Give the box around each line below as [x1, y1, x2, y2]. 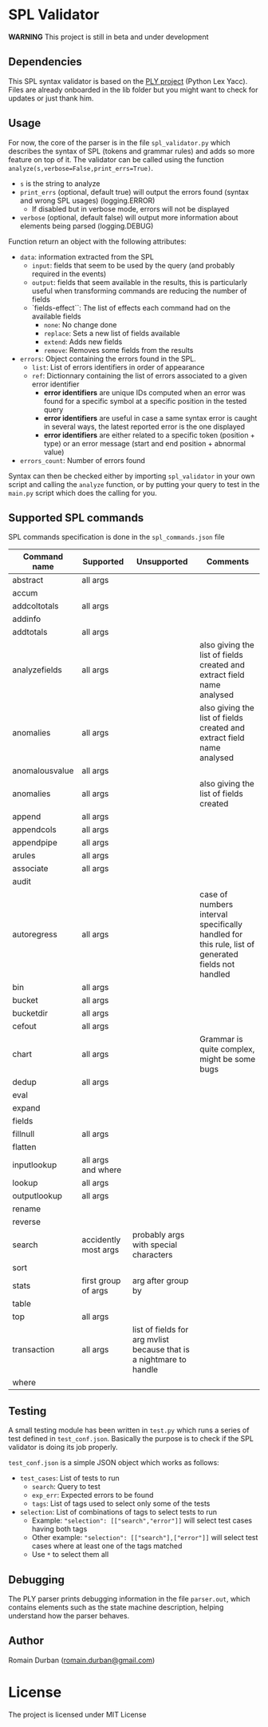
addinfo [12, 613, 41, 624]
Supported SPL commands [8, 511, 144, 525]
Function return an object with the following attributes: [8, 236, 187, 246]
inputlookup [12, 1159, 57, 1170]
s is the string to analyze [19, 178, 100, 188]
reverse [12, 1216, 41, 1227]
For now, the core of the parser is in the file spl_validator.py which [8, 137, 231, 147]
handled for [199, 929, 243, 940]
